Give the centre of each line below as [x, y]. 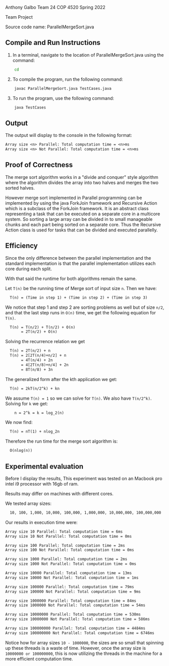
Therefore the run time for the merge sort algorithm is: [62, 441]
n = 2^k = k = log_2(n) [39, 413]
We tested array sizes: [29, 503]
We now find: [19, 422]
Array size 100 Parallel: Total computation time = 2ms [65, 545]
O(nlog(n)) [21, 451]
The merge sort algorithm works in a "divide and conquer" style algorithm [82, 177]
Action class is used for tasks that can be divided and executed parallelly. [81, 230]
